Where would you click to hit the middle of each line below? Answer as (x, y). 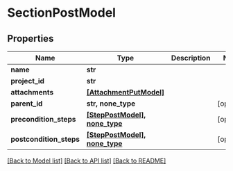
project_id (28, 81)
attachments (32, 92)
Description (191, 58)
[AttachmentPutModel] (126, 92)
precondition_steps (43, 119)
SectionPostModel (62, 13)
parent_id (27, 104)
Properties (31, 39)
